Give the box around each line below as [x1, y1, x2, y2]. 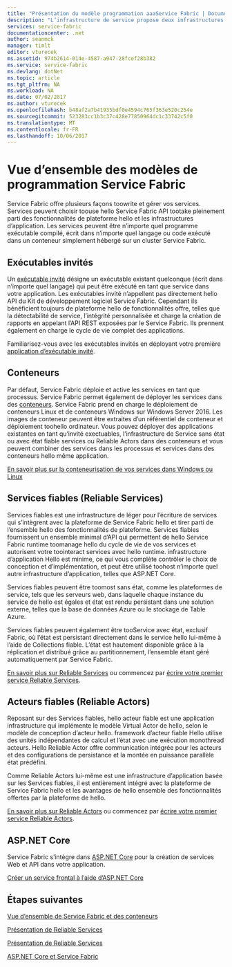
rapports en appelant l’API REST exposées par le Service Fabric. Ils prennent [7, 319, 224, 327]
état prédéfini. [7, 758, 47, 766]
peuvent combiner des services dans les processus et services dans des [7, 444, 215, 452]
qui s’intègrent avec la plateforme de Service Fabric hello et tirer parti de [7, 518, 214, 526]
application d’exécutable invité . [7, 347, 95, 355]
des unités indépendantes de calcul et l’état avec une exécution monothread [7, 736, 224, 744]
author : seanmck [7, 36, 54, 43]
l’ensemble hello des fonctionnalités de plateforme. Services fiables [7, 525, 200, 533]
